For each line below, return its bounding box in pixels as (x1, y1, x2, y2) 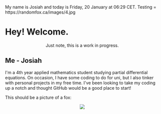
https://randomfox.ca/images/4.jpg (5, 9, 76, 15)
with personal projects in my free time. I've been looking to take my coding (5, 80, 156, 86)
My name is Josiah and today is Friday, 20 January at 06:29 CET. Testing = (5, 4, 157, 10)
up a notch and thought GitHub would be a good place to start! (5, 85, 131, 91)
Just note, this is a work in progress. (46, 42, 119, 48)
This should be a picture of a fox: (5, 95, 72, 100)
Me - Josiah (5, 57, 42, 65)
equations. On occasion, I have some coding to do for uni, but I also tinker (5, 75, 154, 80)
